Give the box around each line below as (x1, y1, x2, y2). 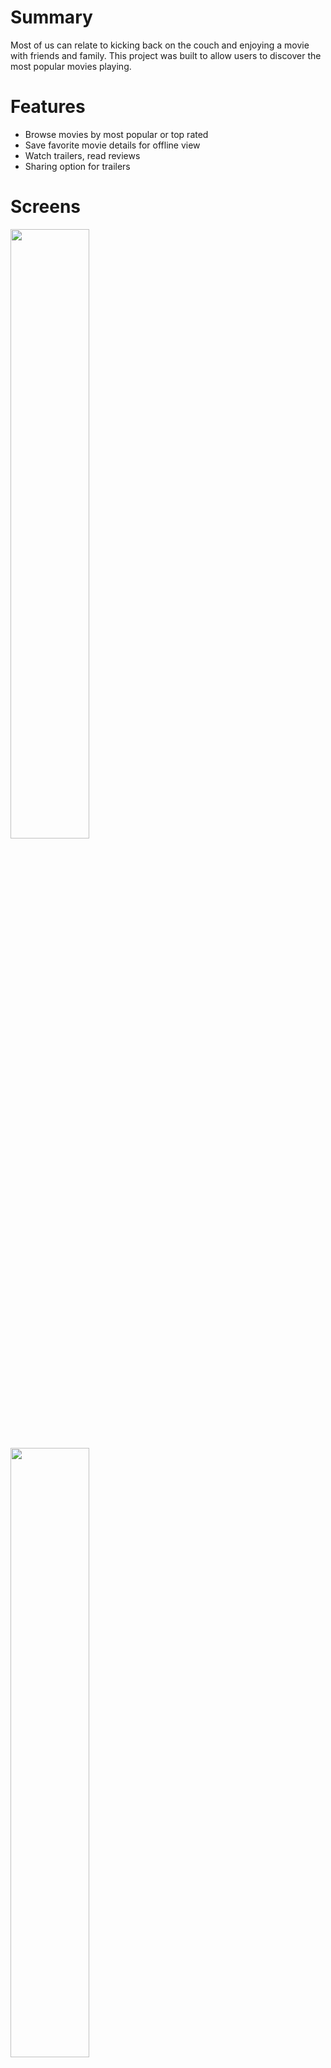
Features (10, 96, 86, 118)
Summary (10, 6, 93, 29)
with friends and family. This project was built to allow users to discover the (10, 49, 322, 61)
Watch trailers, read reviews (24, 149, 141, 161)
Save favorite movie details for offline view (24, 139, 201, 151)
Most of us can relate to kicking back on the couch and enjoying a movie (10, 39, 310, 51)
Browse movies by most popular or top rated (24, 128, 209, 140)
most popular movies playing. (10, 60, 132, 72)
